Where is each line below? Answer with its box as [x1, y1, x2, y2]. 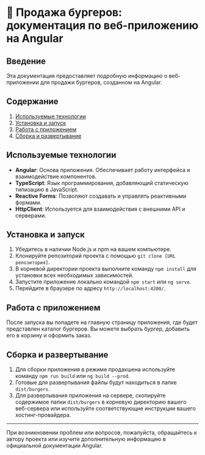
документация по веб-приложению [6, 18, 199, 32]
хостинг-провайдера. [15, 412, 71, 419]
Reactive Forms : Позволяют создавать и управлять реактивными [15, 192, 187, 200]
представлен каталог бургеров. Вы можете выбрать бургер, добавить [6, 325, 190, 333]
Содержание [6, 96, 59, 107]
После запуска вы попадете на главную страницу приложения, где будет [6, 318, 198, 326]
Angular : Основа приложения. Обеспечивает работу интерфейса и [15, 166, 190, 173]
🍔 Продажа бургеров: [6, 6, 123, 20]
